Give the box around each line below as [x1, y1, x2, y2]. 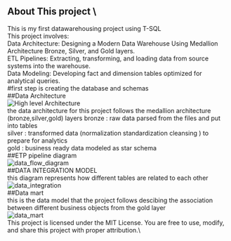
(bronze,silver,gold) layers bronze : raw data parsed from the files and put [7, 114, 221, 122]
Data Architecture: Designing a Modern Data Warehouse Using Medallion [7, 39, 218, 48]
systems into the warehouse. [7, 61, 91, 70]
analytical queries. [7, 77, 61, 85]
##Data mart [7, 188, 44, 197]
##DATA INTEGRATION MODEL [7, 166, 98, 174]
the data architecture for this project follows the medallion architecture [7, 106, 211, 115]
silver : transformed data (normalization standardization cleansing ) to [7, 129, 209, 137]
